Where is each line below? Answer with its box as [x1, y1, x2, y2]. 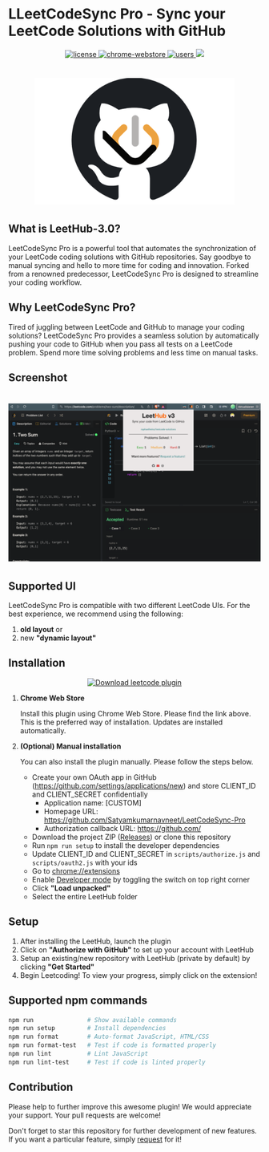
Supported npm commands [8, 994, 148, 1008]
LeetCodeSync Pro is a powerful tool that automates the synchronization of [8, 243, 256, 253]
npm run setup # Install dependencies [8, 1024, 167, 1032]
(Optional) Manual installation [19, 741, 122, 751]
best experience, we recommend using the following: [8, 609, 184, 619]
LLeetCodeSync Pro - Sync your [8, 5, 226, 23]
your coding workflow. [8, 278, 82, 287]
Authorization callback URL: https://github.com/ [43, 823, 202, 833]
